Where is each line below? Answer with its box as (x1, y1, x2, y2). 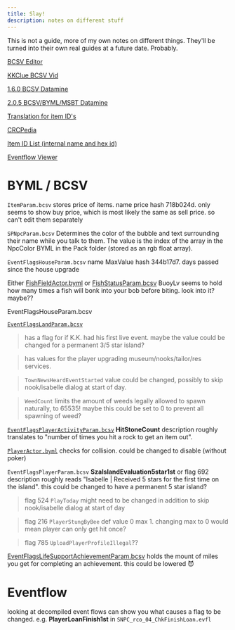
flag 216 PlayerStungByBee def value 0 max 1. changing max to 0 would (24, 517, 229, 526)
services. (24, 362, 51, 370)
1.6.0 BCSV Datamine (7, 84, 69, 93)
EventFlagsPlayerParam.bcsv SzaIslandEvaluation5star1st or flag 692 (7, 467, 209, 476)
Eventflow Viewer (7, 153, 58, 161)
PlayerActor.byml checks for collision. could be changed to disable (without (7, 446, 227, 455)
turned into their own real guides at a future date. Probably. (7, 44, 178, 52)
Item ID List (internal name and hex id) (7, 139, 118, 148)
